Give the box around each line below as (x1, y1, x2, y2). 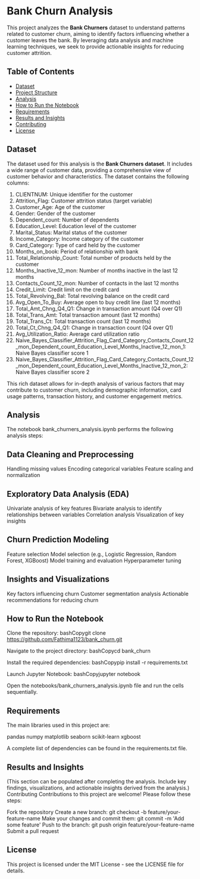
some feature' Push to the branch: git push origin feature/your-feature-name (7, 821, 195, 828)
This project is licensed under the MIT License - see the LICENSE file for (7, 860, 184, 868)
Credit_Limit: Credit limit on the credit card (15, 285, 120, 293)
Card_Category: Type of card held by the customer (15, 241, 140, 248)
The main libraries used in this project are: (7, 721, 110, 729)
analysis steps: (7, 432, 43, 439)
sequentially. (7, 689, 38, 696)
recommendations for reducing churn (7, 596, 99, 604)
